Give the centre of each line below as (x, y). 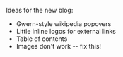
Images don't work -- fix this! (59, 46)
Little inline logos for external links (66, 31)
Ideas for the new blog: (40, 10)
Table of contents (42, 39)
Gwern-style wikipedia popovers (64, 24)
